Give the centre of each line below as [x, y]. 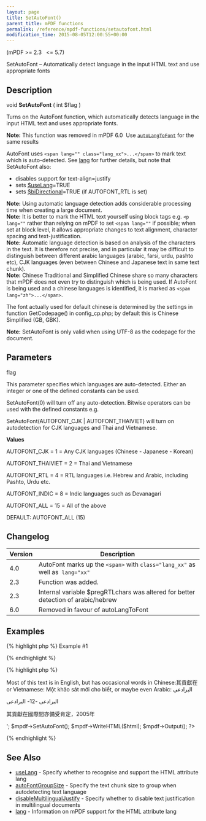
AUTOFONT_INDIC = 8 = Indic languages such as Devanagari [84, 493]
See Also [24, 757]
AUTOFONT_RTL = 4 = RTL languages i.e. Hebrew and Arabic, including [97, 475]
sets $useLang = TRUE [43, 185]
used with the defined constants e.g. [53, 409]
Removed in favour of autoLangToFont [94, 610]
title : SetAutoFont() [34, 18]
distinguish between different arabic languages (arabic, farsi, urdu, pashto [100, 255]
